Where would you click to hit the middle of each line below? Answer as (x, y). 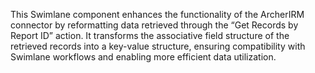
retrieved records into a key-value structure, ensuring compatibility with (158, 46)
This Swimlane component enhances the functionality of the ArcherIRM (157, 14)
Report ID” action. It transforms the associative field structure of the (150, 35)
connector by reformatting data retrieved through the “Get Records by (154, 25)
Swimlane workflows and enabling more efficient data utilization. (143, 57)
